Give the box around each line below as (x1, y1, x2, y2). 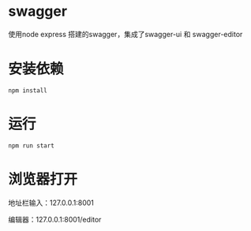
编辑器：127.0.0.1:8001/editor (8, 214, 102, 224)
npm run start (8, 141, 55, 150)
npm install (8, 86, 47, 95)
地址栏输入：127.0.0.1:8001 (8, 198, 95, 207)
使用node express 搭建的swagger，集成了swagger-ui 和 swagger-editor (8, 29, 243, 39)
